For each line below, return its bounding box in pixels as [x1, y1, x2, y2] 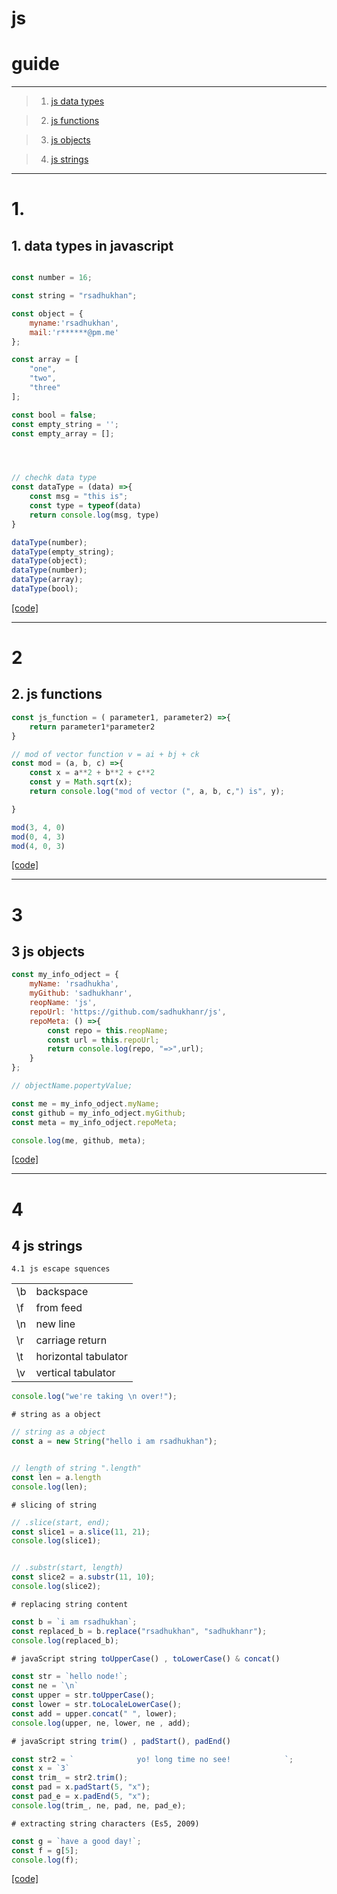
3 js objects [11, 943, 85, 960]
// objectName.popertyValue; [11, 1081, 133, 1091]
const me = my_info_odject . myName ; [11, 1098, 160, 1109]
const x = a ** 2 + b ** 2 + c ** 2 [29, 768, 156, 778]
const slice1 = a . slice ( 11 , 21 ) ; [11, 1527, 151, 1537]
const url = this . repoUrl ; [47, 1035, 160, 1045]
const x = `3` [11, 1763, 71, 1774]
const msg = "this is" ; [29, 492, 129, 502]
